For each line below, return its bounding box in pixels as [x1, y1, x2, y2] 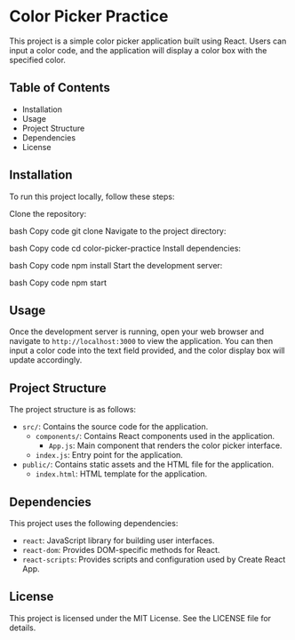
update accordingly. [9, 355, 83, 365]
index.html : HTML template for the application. [35, 468, 208, 479]
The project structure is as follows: [9, 404, 136, 415]
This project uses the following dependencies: [9, 518, 179, 528]
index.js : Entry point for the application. [35, 450, 184, 460]
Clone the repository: [9, 208, 87, 219]
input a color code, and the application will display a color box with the [9, 44, 267, 55]
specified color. [9, 54, 67, 65]
